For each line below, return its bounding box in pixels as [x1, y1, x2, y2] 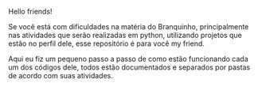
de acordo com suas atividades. [8, 71, 113, 80]
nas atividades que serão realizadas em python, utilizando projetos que [8, 31, 243, 40]
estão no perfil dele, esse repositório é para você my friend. [8, 39, 205, 48]
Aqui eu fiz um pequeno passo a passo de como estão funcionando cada [8, 55, 248, 63]
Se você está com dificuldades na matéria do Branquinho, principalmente [8, 22, 249, 31]
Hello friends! [8, 7, 53, 16]
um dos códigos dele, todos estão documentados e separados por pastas [8, 62, 251, 72]
